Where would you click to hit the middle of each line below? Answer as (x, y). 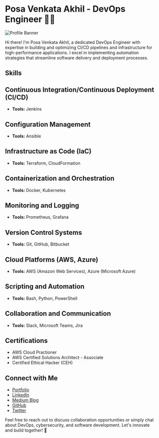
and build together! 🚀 (26, 430)
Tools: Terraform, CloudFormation (46, 163)
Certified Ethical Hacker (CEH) (42, 363)
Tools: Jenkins (27, 109)
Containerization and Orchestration (60, 179)
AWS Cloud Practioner (34, 352)
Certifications (26, 341)
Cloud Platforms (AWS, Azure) (52, 259)
